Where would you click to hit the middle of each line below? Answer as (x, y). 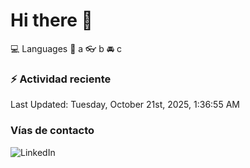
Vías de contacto (52, 131)
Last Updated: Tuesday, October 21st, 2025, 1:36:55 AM (125, 105)
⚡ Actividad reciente (61, 79)
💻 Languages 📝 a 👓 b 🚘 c (66, 48)
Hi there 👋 (51, 20)
